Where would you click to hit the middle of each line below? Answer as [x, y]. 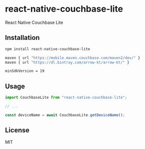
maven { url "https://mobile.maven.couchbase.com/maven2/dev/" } [72, 58]
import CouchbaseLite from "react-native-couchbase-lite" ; [66, 98]
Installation [22, 38]
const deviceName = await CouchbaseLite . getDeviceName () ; [65, 115]
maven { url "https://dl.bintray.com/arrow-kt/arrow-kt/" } [67, 62]
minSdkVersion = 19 [25, 71]
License [17, 130]
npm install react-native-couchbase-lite [48, 49]
